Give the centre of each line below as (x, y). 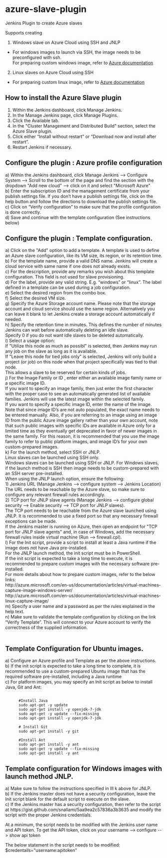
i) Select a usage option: (30, 340)
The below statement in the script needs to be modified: (63, 845)
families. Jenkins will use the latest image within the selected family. (75, 399)
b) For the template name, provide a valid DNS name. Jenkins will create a (81, 261)
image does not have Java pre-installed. (47, 548)
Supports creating (24, 32)
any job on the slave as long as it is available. (51, 351)
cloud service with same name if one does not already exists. (68, 266)
